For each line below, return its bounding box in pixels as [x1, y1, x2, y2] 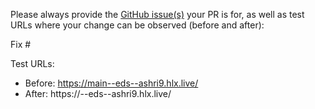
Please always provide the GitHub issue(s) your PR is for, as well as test [10, 9, 305, 20]
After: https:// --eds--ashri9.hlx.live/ [24, 88, 172, 99]
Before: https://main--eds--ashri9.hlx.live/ [24, 77, 199, 89]
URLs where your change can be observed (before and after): [10, 19, 265, 31]
